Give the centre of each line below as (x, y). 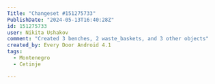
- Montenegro (32, 58)
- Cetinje (27, 64)
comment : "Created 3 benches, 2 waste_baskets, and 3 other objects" (108, 39)
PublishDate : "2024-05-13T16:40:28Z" (61, 20)
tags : (15, 52)
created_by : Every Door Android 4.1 (59, 45)
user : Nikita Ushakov (38, 32)
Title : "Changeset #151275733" (52, 13)
